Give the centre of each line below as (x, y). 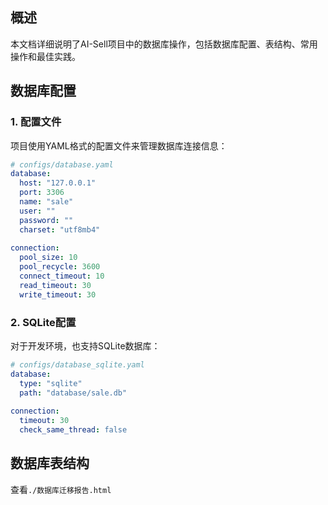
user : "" (37, 211)
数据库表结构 (50, 463)
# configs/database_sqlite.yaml (77, 364)
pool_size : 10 (48, 258)
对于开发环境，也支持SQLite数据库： (85, 345)
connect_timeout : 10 (62, 276)
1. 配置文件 (36, 122)
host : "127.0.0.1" (58, 183)
